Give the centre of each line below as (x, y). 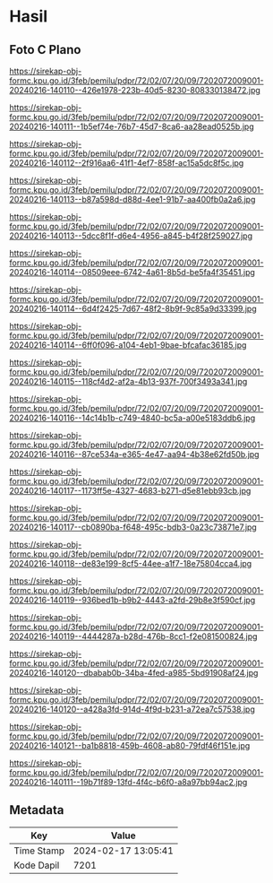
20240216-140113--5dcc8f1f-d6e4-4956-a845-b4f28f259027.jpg (131, 236)
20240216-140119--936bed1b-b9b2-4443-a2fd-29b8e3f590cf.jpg (132, 600)
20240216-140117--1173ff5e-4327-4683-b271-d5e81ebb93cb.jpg (130, 491)
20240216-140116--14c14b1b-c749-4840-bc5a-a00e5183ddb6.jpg (132, 418)
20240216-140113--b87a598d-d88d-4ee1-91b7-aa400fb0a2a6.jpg (132, 199)
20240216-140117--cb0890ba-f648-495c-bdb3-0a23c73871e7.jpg (133, 527)
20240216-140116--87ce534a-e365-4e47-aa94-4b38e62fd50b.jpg (134, 454)
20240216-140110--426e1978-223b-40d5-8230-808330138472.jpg (135, 90)
